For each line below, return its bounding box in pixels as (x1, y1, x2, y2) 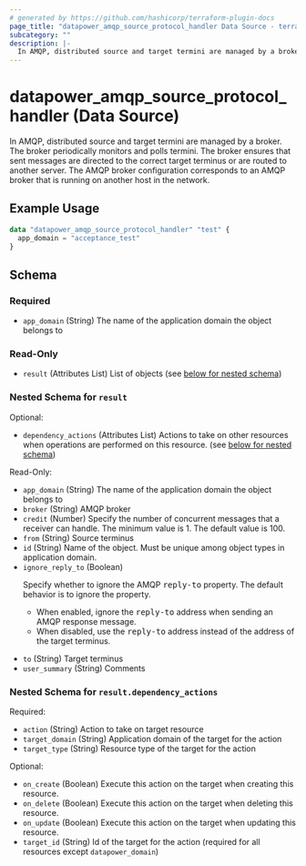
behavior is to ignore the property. (22, 588, 151, 599)
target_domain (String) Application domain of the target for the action (22, 734, 282, 745)
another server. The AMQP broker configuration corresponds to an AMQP (9, 165, 286, 176)
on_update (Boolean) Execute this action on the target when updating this (22, 817, 296, 829)
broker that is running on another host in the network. (9, 175, 210, 186)
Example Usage (9, 201, 100, 217)
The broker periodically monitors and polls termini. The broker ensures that (9, 146, 291, 157)
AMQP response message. (36, 616, 137, 627)
